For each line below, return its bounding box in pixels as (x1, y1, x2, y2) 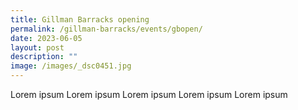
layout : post (10, 42, 65, 53)
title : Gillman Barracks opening (10, 14, 150, 25)
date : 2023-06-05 (10, 33, 83, 43)
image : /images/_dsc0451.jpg (10, 61, 132, 71)
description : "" (10, 52, 78, 62)
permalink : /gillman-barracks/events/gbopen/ (10, 24, 203, 34)
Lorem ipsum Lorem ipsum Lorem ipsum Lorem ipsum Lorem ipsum (10, 89, 288, 100)
